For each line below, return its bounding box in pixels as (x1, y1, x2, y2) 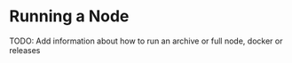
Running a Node (9, 6, 130, 27)
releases (9, 44, 41, 55)
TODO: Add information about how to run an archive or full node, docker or (9, 35, 283, 46)
